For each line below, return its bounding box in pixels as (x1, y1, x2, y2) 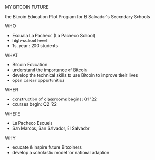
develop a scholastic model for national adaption (12, 150, 110, 155)
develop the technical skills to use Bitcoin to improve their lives (12, 72, 138, 78)
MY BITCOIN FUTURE (5, 4, 49, 10)
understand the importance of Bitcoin (12, 67, 87, 73)
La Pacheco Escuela (12, 120, 53, 126)
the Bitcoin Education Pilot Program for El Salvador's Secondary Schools (5, 14, 150, 19)
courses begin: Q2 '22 (12, 101, 57, 107)
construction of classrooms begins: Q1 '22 (12, 96, 97, 102)
